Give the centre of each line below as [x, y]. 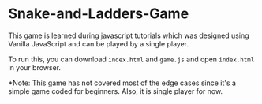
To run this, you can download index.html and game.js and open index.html [131, 59]
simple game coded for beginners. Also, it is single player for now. [116, 91]
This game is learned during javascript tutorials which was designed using [129, 35]
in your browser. [35, 67]
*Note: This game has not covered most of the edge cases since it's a [122, 83]
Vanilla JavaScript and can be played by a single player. [99, 43]
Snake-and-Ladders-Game [99, 14]
